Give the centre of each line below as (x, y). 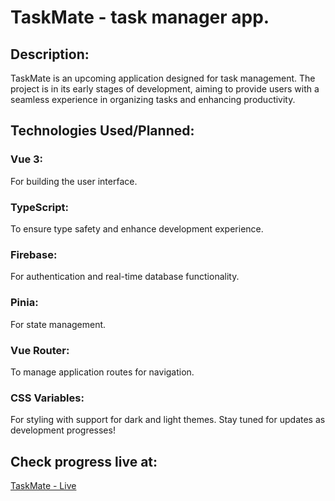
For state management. (58, 324)
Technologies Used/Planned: (102, 131)
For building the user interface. (74, 181)
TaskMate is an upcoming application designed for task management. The (163, 78)
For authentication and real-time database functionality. (125, 277)
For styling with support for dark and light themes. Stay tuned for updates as (168, 420)
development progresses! (63, 430)
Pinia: (24, 303)
